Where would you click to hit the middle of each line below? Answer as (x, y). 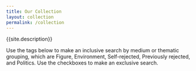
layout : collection (30, 17)
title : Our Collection (34, 11)
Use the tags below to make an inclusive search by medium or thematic (93, 50)
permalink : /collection (35, 22)
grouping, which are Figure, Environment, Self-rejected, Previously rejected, (98, 57)
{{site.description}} (29, 39)
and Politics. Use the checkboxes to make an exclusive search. (82, 63)
